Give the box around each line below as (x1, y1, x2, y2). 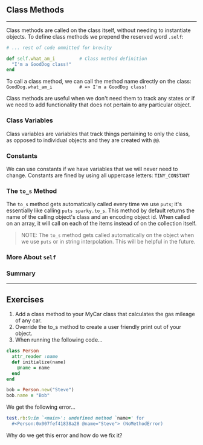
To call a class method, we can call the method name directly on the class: (6, 78, 192, 85)
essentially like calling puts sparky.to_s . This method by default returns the (6, 207, 195, 214)
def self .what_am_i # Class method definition (6, 56, 147, 62)
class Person (6, 348, 39, 354)
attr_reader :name (11, 354, 59, 360)
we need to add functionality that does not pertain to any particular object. (6, 101, 192, 108)
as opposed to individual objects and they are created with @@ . (6, 136, 161, 144)
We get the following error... (6, 403, 76, 411)
